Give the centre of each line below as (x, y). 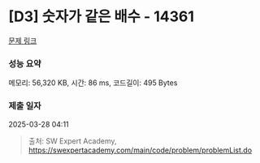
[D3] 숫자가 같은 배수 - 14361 (102, 17)
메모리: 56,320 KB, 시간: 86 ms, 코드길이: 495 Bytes (93, 83)
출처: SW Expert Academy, (72, 141)
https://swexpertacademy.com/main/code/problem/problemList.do (140, 150)
